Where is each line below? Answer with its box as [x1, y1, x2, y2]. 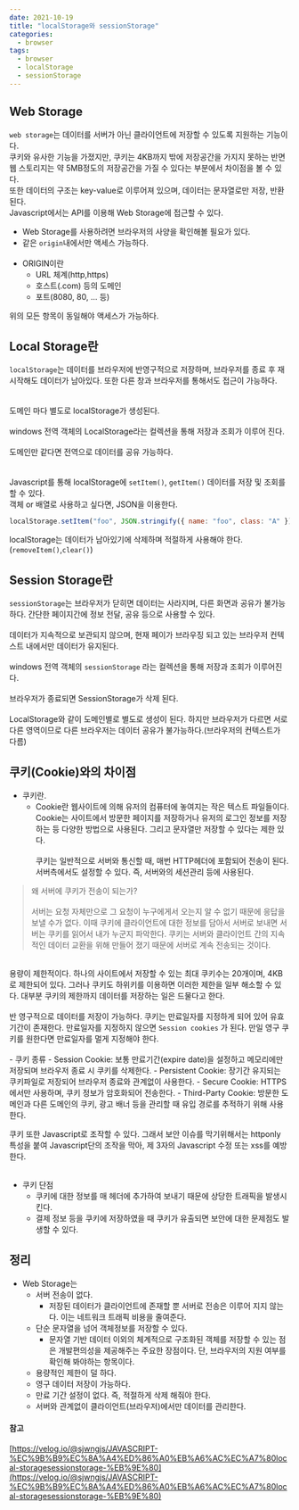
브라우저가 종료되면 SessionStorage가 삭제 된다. [9, 693, 179, 704]
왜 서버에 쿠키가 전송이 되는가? [30, 885, 138, 896]
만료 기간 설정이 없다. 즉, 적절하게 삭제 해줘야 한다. [35, 1390, 211, 1400]
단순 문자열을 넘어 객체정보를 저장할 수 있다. [35, 1323, 188, 1333]
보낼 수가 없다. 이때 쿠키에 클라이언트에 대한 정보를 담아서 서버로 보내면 [30, 917, 279, 928]
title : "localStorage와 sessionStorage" [9, 21, 159, 30]
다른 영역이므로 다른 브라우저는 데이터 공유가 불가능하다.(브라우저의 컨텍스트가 [9, 725, 281, 736]
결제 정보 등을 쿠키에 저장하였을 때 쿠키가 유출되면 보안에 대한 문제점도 [35, 1213, 280, 1224]
